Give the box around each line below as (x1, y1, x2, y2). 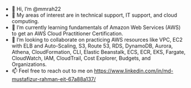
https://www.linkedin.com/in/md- (94, 67, 174, 74)
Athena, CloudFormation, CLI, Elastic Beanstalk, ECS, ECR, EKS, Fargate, (11, 49, 186, 55)
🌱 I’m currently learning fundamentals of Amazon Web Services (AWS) (11, 24, 181, 31)
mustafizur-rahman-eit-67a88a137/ (11, 76, 96, 82)
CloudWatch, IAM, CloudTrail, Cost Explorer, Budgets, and (11, 55, 151, 61)
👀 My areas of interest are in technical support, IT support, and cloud (11, 12, 178, 19)
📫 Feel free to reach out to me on (11, 67, 93, 74)
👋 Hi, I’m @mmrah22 (11, 6, 61, 12)
